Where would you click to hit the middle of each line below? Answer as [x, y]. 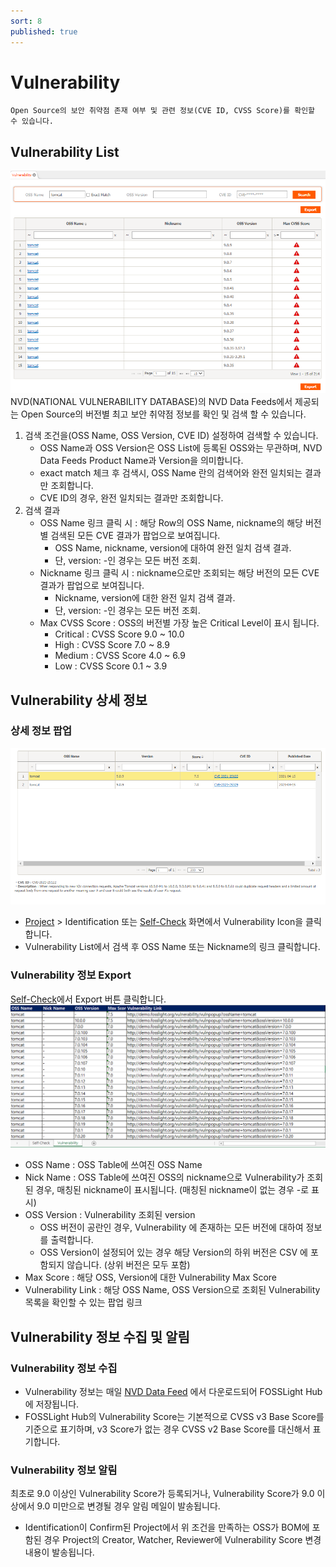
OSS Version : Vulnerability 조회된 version [110, 1215]
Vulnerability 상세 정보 [79, 700]
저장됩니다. [57, 1404]
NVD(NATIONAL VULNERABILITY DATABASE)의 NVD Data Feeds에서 [151, 402]
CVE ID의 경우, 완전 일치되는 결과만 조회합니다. [131, 498]
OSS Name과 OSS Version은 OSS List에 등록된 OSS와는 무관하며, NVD [181, 448]
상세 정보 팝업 [41, 731]
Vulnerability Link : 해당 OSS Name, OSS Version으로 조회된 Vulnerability [172, 1290]
